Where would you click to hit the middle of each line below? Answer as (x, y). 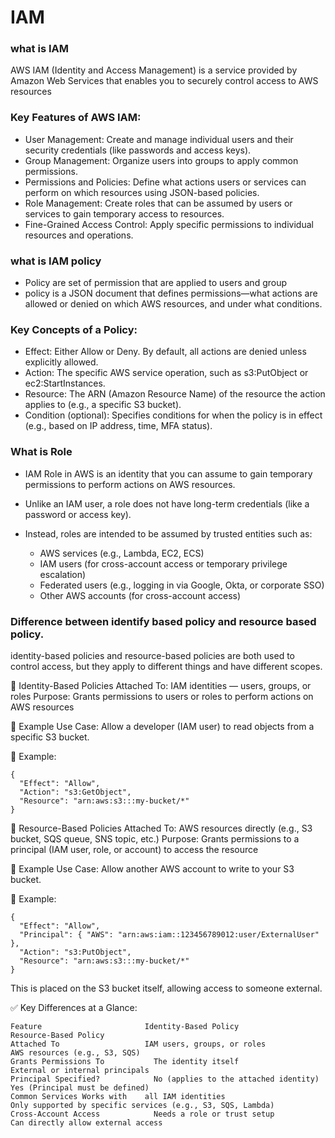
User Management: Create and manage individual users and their (159, 139)
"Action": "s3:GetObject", (75, 792)
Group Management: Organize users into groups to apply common (161, 160)
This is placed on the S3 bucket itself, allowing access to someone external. (166, 988)
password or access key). (78, 514)
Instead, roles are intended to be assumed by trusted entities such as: (168, 533)
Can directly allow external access (86, 1122)
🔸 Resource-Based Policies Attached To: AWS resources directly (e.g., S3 (161, 828)
